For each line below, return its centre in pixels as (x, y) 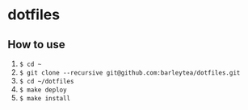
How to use (36, 45)
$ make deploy (43, 90)
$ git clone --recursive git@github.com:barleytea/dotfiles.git (130, 73)
